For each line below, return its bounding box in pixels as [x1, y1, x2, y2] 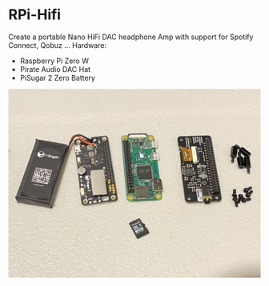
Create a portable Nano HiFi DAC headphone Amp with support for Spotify [8, 32, 254, 42]
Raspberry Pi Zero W [19, 56, 90, 66]
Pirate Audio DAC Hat [19, 64, 90, 73]
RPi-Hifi [8, 6, 62, 24]
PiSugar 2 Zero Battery [19, 73, 96, 82]
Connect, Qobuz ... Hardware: [8, 40, 106, 50]
